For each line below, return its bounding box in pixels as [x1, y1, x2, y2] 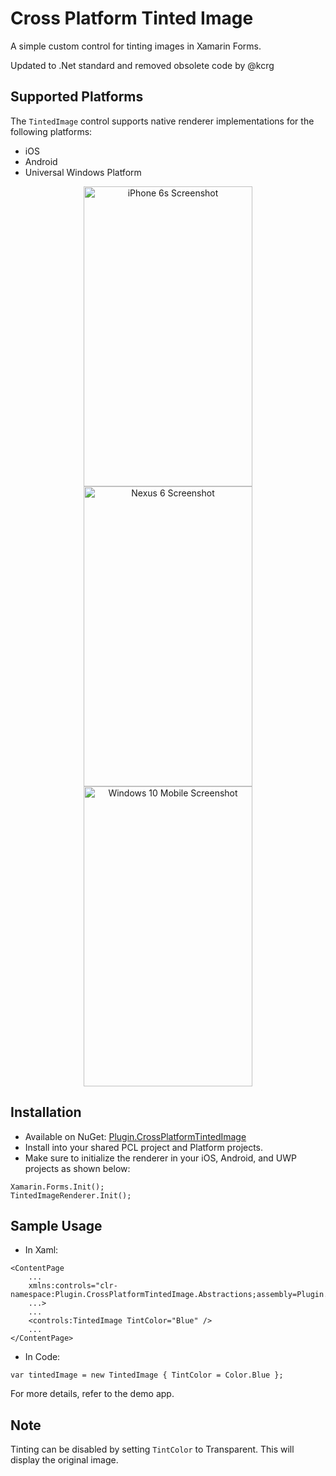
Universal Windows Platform [24, 166, 142, 178]
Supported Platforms [10, 88, 144, 106]
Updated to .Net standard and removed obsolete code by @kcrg [10, 59, 275, 71]
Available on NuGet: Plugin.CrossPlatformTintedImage [24, 1130, 247, 1142]
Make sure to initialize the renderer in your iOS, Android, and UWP [24, 1152, 298, 1164]
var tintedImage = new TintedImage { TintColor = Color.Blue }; [10, 1370, 284, 1381]
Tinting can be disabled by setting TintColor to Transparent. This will [10, 1443, 295, 1456]
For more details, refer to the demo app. [10, 1388, 175, 1400]
